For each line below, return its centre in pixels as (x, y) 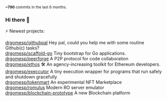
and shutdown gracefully (31, 77)
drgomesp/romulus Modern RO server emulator (55, 87)
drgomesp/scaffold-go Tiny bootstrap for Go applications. (66, 53)
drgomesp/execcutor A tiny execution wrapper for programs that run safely (83, 72)
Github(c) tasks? (22, 48)
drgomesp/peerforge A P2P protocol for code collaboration (67, 59)
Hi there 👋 (18, 20)
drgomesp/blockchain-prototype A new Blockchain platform (68, 93)
